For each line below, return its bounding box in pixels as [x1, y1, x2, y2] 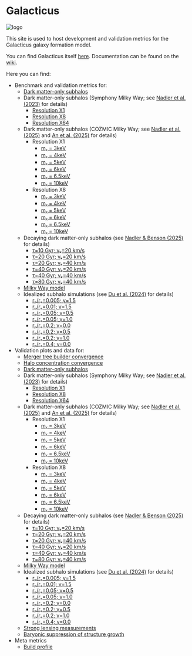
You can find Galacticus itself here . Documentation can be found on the [6, 52, 179, 59]
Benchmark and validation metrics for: [14, 81, 107, 89]
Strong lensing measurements [23, 624, 96, 631]
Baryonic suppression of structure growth [23, 631, 124, 638]
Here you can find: [6, 70, 51, 77]
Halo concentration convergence [23, 359, 103, 366]
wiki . [6, 59, 18, 66]
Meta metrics [14, 637, 47, 644]
